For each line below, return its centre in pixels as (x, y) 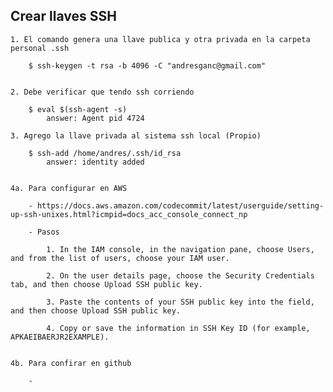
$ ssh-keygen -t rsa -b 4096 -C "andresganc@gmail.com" (147, 65)
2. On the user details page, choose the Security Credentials (180, 275)
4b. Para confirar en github (71, 363)
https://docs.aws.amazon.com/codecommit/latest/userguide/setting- (180, 205)
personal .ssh (40, 48)
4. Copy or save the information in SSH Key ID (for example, (178, 328)
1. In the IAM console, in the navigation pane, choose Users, (180, 249)
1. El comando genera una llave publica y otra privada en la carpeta (160, 39)
